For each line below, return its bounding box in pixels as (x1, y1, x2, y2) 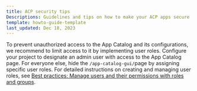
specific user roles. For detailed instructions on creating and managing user (6, 66, 191, 73)
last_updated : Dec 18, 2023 (6, 25, 76, 31)
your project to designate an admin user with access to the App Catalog (6, 53, 182, 60)
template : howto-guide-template (6, 19, 86, 25)
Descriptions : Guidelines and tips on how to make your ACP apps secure (6, 14, 190, 20)
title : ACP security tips (6, 8, 70, 15)
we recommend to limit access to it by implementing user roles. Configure (6, 48, 187, 55)
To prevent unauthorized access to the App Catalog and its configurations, (6, 41, 189, 48)
